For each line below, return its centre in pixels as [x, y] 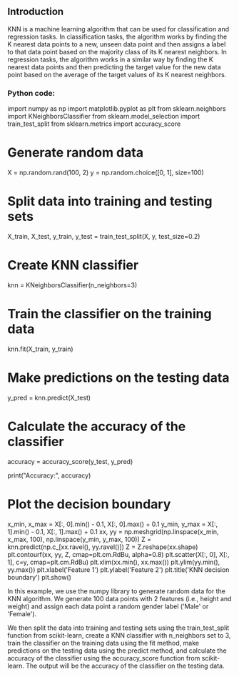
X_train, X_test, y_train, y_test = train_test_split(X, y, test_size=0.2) [104, 236]
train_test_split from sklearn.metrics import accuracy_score [94, 124]
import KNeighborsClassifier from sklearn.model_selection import [103, 117]
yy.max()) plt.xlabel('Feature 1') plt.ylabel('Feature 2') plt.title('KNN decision [118, 569]
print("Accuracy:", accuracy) [49, 475]
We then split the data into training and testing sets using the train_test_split [118, 628]
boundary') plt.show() [39, 577]
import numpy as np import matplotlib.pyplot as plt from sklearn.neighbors [117, 109]
